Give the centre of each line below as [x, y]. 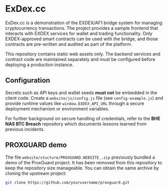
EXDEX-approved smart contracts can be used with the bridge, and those [82, 39]
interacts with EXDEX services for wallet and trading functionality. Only [79, 33]
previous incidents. [25, 129]
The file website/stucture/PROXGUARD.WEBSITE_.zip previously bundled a [80, 157]
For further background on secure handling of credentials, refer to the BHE [83, 118]
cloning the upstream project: [36, 173]
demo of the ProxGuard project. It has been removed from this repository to [84, 162]
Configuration [28, 80]
